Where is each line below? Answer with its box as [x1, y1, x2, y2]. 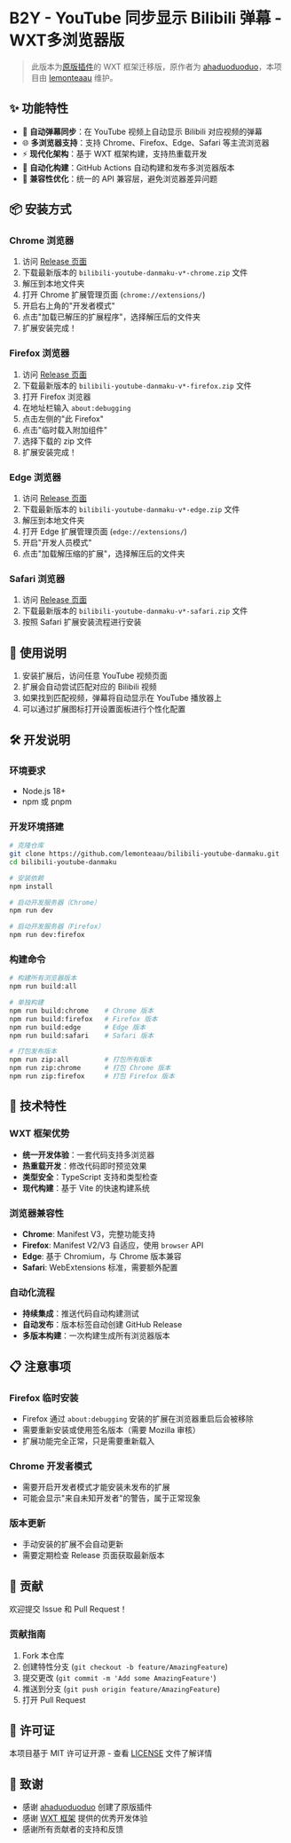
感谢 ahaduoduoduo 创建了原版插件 [21, 1802, 153, 1813]
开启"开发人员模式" [21, 538, 92, 548]
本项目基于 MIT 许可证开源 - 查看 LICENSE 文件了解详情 [9, 1748, 213, 1759]
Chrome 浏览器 [9, 234, 75, 247]
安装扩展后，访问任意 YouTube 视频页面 [21, 671, 169, 681]
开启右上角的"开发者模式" [21, 301, 115, 311]
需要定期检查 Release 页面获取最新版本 [21, 1550, 165, 1561]
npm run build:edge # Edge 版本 [9, 1022, 146, 1032]
